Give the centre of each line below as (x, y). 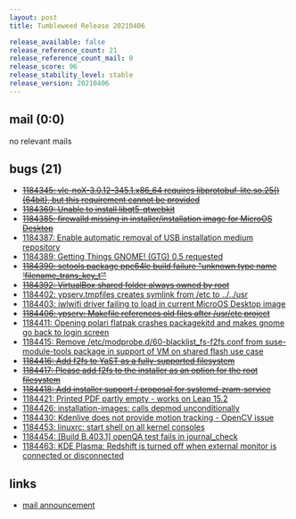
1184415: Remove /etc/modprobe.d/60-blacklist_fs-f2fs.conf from (142, 342)
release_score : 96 (43, 67)
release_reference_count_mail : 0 (71, 59)
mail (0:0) (37, 120)
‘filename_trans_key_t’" (64, 276)
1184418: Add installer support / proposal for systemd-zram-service (147, 390)
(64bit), (36, 200)
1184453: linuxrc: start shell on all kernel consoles (113, 427)
